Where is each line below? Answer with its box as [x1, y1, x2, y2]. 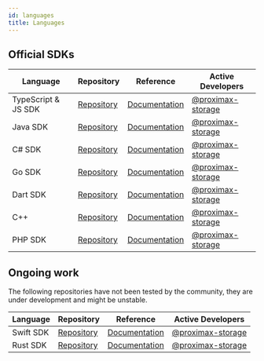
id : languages [8, 11, 55, 20]
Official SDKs [8, 48, 75, 61]
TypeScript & [12, 94, 60, 105]
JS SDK [12, 104, 41, 115]
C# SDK [12, 144, 42, 155]
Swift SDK [12, 327, 49, 338]
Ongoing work [8, 266, 79, 279]
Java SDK [12, 122, 49, 133]
